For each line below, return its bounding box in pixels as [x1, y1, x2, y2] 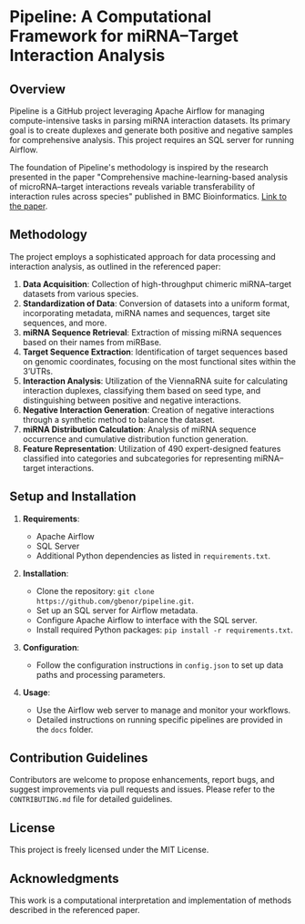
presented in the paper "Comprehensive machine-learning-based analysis [9, 171, 289, 182]
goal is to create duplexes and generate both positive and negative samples [9, 125, 293, 136]
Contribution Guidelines [9, 750, 148, 766]
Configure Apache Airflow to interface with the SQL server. [36, 614, 258, 625]
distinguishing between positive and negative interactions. [22, 395, 241, 406]
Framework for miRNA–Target [9, 26, 239, 46]
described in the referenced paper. [9, 905, 140, 916]
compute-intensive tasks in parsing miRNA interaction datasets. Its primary [9, 116, 291, 126]
